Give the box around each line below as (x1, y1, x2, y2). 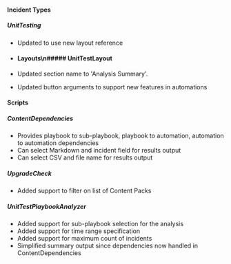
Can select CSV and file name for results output (17, 153, 153, 162)
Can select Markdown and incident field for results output (17, 146, 181, 155)
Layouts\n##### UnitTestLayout (17, 54, 112, 63)
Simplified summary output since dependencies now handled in (17, 241, 199, 250)
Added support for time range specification (17, 227, 141, 235)
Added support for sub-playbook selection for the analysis (17, 220, 184, 228)
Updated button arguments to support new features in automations (17, 82, 208, 91)
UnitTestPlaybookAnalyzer (7, 202, 87, 210)
